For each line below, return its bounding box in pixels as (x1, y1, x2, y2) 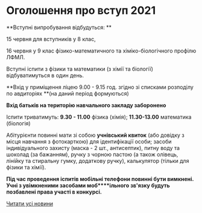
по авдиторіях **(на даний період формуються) (6, 90, 130, 97)
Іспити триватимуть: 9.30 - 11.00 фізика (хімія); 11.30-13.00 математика (6, 113, 192, 120)
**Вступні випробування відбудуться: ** (6, 24, 112, 31)
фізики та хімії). (6, 163, 46, 171)
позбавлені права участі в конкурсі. (6, 188, 103, 195)
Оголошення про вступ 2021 (6, 4, 156, 18)
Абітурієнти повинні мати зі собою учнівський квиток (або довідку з (6, 131, 185, 139)
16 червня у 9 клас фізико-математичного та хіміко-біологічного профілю (6, 47, 197, 54)
